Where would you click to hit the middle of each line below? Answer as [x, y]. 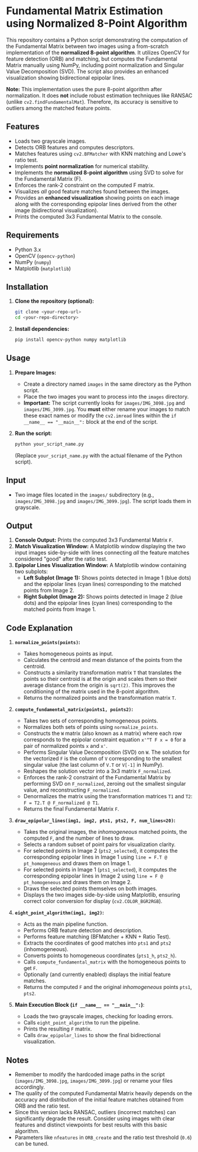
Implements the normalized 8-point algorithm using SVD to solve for [99, 172]
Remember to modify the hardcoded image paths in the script [90, 1074]
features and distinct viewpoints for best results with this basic [91, 1125]
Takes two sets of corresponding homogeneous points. [91, 721]
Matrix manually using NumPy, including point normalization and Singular [95, 65]
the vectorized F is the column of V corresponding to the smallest [103, 759]
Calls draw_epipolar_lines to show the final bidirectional [92, 1035]
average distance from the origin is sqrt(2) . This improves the [99, 685]
